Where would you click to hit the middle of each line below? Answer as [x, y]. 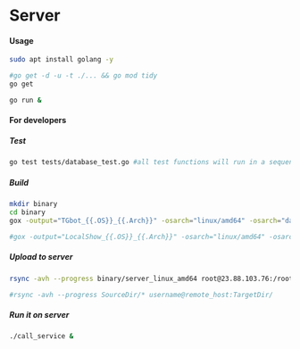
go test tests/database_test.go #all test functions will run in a [137, 162]
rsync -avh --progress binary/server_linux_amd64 [104, 278]
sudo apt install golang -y [62, 60]
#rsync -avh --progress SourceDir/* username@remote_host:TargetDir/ [142, 295]
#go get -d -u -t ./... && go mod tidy [83, 76]
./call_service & [42, 337]
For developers [38, 120]
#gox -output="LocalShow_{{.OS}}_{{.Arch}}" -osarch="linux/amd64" [137, 237]
